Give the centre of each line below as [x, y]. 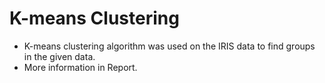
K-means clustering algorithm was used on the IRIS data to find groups [169, 46]
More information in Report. [80, 67]
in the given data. [59, 56]
